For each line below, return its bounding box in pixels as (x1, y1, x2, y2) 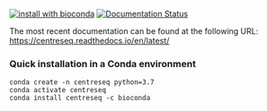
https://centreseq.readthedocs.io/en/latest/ (9, 36, 170, 46)
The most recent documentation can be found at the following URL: (9, 26, 259, 36)
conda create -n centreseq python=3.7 (9, 78, 155, 87)
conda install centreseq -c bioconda (9, 94, 151, 103)
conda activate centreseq (9, 86, 106, 95)
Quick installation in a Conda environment (9, 57, 196, 70)
